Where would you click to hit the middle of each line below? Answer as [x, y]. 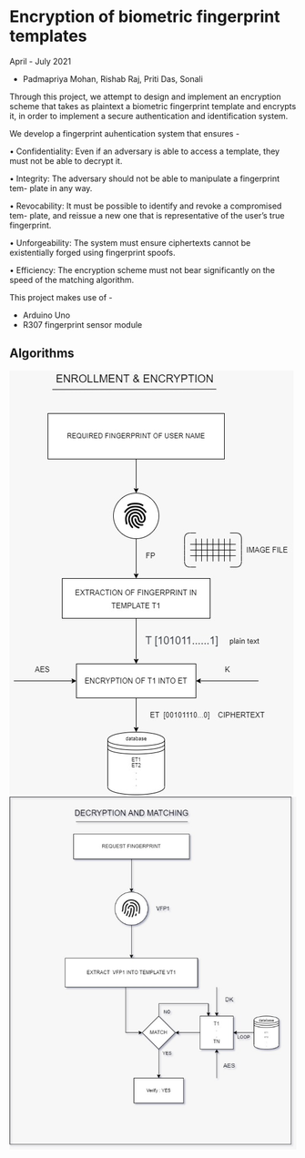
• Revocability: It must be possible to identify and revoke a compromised [146, 206]
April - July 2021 [40, 61]
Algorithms [42, 354]
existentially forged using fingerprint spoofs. [92, 252]
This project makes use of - [61, 297]
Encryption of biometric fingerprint [145, 17]
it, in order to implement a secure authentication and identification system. [149, 116]
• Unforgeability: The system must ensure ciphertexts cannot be [130, 242]
